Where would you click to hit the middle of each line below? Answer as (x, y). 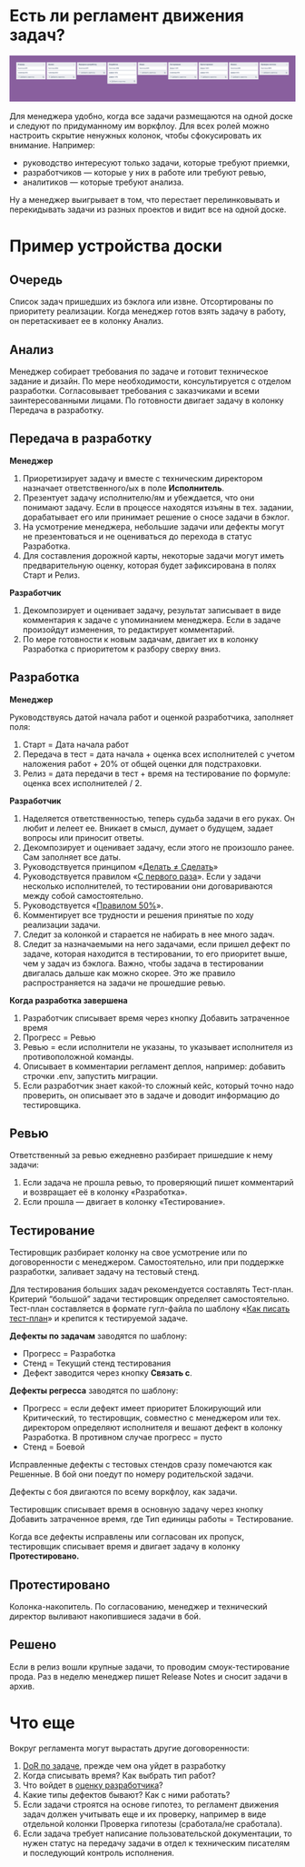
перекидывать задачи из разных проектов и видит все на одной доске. (148, 209)
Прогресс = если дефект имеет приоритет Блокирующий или (142, 1408)
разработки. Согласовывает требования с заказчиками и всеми (135, 390)
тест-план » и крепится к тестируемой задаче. (99, 1318)
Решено (33, 1645)
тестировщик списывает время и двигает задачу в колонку (125, 1547)
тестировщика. (52, 1105)
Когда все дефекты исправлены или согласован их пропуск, (127, 1537)
